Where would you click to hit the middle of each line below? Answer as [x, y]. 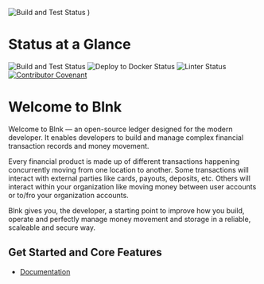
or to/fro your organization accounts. [68, 195]
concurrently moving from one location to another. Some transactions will [128, 169]
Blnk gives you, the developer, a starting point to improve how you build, [126, 210]
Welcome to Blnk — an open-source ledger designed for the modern [120, 129]
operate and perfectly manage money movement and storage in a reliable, [130, 219]
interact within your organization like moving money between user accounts [132, 186]
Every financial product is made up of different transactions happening [124, 161]
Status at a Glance [70, 45]
